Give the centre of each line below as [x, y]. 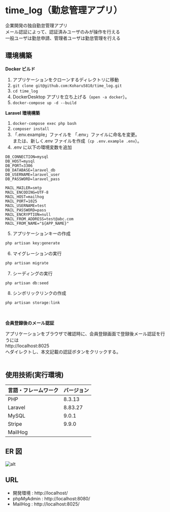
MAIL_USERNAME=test [26, 206]
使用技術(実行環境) [35, 375]
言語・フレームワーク [33, 390]
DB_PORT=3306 [19, 165]
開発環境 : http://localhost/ [40, 493]
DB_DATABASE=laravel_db [30, 170]
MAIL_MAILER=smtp [24, 188]
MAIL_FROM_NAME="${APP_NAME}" [37, 223]
